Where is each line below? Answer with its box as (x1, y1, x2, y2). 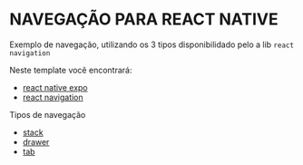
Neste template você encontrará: (9, 64, 132, 75)
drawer (22, 136, 50, 147)
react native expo (22, 82, 88, 92)
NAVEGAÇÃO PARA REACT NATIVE (9, 9, 279, 30)
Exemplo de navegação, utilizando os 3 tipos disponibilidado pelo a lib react (9, 39, 295, 50)
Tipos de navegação (9, 109, 86, 120)
